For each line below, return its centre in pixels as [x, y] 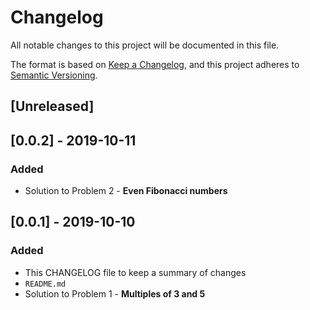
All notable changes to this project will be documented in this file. [145, 45]
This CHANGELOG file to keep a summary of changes [135, 272]
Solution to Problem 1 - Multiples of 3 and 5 [115, 293]
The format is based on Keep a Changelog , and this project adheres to [155, 64]
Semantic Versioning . [54, 75]
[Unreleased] [52, 106]
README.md [45, 284]
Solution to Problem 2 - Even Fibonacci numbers [126, 191]
